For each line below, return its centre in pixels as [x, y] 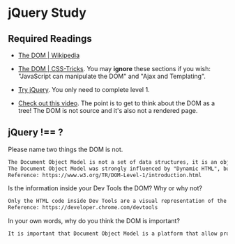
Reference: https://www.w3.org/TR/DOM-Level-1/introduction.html [105, 175]
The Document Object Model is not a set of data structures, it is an [113, 162]
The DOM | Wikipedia [49, 55]
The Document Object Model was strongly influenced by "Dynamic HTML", [114, 169]
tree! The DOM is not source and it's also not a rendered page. [108, 110]
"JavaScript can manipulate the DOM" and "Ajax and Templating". [112, 76]
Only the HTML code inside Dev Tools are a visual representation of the [117, 201]
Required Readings [50, 39]
